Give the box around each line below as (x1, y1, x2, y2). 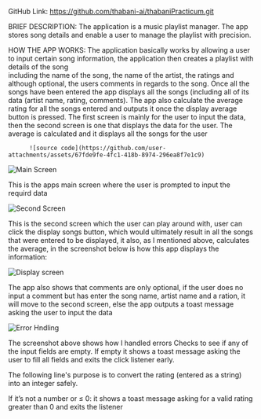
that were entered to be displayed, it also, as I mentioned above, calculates (8, 236, 250, 244)
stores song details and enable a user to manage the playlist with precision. (8, 31, 252, 39)
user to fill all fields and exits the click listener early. (8, 355, 175, 364)
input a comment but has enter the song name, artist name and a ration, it (8, 291, 245, 300)
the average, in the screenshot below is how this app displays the (8, 244, 219, 253)
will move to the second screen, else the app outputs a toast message (8, 300, 234, 309)
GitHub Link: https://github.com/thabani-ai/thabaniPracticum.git (8, 7, 214, 16)
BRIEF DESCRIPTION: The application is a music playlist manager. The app (8, 22, 248, 31)
